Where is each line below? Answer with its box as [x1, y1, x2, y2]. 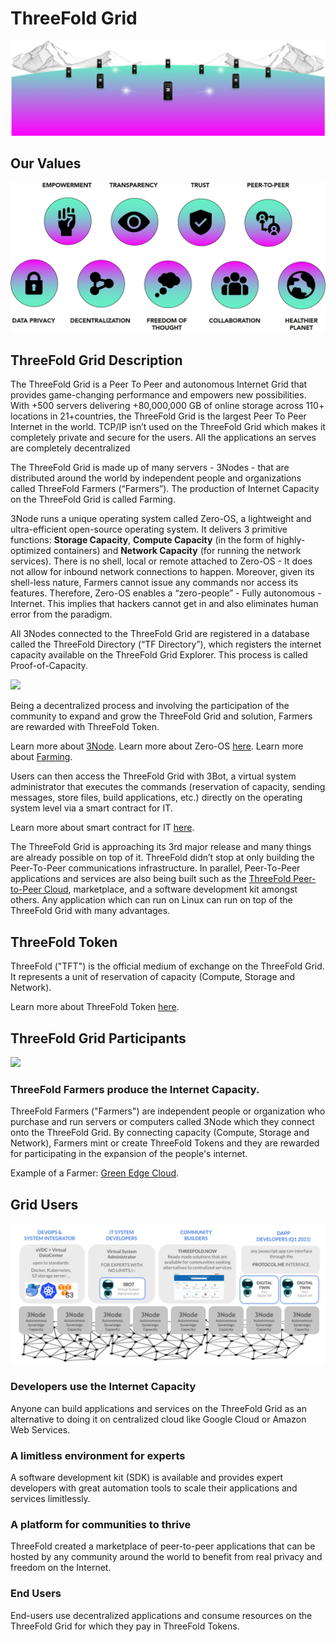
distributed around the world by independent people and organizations [10, 472, 302, 484]
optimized [10, 545, 52, 557]
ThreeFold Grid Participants [10, 1030, 187, 1047]
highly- [276, 534, 306, 546]
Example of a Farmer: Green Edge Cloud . [10, 1167, 180, 1179]
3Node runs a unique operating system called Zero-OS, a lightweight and [10, 513, 312, 525]
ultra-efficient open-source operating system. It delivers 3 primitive [10, 523, 288, 536]
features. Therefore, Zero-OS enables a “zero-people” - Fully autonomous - [10, 587, 322, 599]
